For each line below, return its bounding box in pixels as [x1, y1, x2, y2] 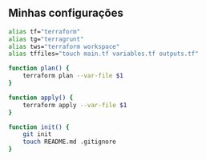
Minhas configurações [8, 6, 124, 20]
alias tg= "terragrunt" [8, 35, 84, 43]
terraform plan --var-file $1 [22, 72, 124, 80]
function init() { [8, 123, 70, 131]
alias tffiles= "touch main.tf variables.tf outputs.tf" [8, 50, 199, 58]
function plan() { [8, 64, 70, 73]
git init [22, 130, 52, 138]
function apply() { [8, 94, 74, 102]
